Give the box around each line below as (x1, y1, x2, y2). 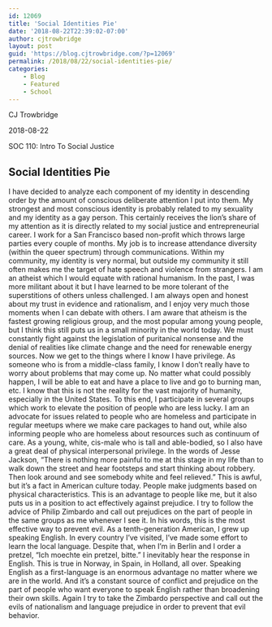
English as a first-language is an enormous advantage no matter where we (8, 568, 258, 577)
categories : (8, 65, 49, 73)
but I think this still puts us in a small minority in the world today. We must (8, 325, 254, 335)
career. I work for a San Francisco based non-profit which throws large (8, 230, 246, 240)
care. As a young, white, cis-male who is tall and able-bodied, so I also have (8, 437, 263, 448)
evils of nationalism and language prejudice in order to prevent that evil (8, 602, 246, 612)
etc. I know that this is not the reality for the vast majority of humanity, (8, 386, 243, 396)
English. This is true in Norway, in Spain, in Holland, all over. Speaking (8, 559, 242, 568)
